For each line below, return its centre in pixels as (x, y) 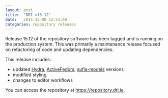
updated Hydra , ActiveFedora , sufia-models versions (68, 69)
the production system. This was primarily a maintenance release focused (83, 44)
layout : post (19, 10)
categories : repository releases (41, 24)
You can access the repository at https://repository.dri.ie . (65, 90)
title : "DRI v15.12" (28, 15)
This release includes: (28, 60)
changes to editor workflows (43, 80)
